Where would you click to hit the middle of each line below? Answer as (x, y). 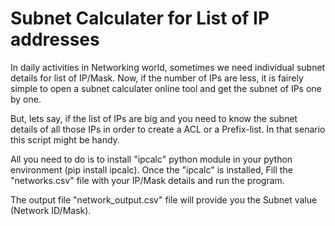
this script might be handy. (65, 139)
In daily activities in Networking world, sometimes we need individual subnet (168, 67)
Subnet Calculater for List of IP (140, 18)
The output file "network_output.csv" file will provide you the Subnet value (164, 199)
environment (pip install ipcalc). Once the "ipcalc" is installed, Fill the (151, 169)
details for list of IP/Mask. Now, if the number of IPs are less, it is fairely (157, 78)
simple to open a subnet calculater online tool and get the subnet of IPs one (166, 88)
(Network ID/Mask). (51, 210)
